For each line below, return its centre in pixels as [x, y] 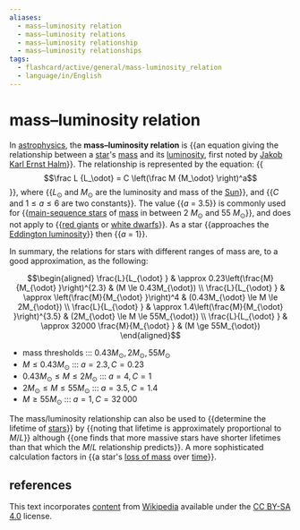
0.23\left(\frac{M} [241, 278]
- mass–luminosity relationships [80, 51]
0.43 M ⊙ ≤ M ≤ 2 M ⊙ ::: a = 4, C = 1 [87, 377]
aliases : [26, 17]
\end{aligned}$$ [150, 336]
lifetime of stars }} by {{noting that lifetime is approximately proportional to [146, 428]
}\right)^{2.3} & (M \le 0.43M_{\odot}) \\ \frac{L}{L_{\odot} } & [171, 288]
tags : [19, 59]
